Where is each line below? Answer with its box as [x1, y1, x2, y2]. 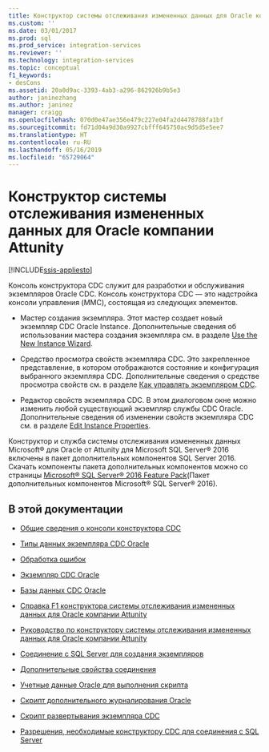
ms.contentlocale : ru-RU [8, 138, 91, 147]
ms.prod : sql [8, 34, 52, 42]
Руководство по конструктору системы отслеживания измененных [19, 625, 251, 634]
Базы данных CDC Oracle [19, 585, 106, 595]
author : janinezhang [8, 94, 78, 102]
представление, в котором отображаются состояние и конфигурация [19, 363, 259, 372]
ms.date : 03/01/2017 [8, 26, 78, 34]
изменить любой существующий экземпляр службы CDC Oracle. [19, 404, 243, 413]
